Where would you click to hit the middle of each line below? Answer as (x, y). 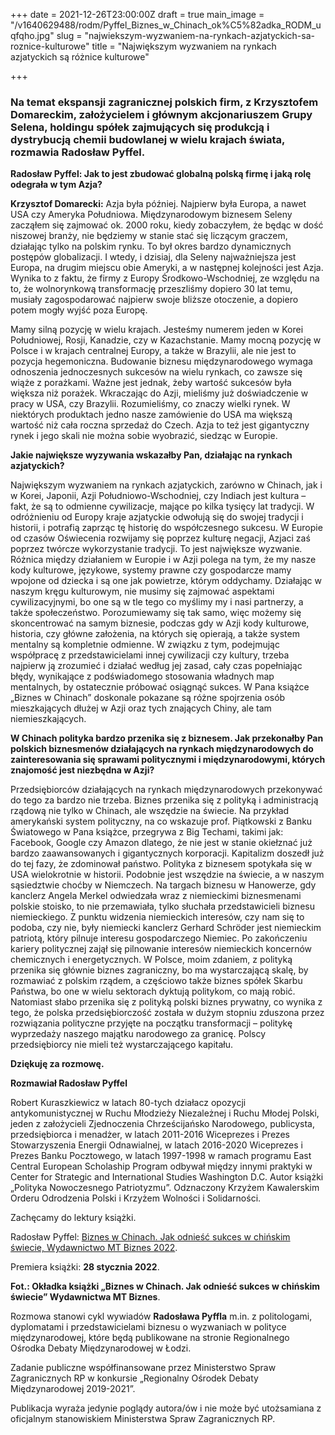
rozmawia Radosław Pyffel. (78, 152)
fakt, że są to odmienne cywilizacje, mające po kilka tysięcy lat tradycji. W (162, 506)
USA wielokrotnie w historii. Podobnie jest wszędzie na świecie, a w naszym (167, 875)
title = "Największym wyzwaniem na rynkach (184, 46)
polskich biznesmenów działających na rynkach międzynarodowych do (162, 749)
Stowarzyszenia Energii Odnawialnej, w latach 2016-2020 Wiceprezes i (156, 1145)
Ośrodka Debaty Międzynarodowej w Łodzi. (101, 1348)
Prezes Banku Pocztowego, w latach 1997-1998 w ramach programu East (161, 1156)
